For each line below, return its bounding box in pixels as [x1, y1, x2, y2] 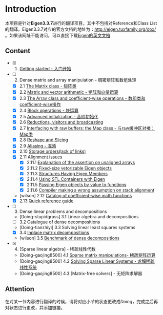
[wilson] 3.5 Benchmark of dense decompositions [19, 235, 120, 241]
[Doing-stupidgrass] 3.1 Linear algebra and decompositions [19, 213, 139, 219]
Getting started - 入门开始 [19, 65, 72, 71]
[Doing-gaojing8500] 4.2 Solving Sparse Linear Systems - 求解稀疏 [19, 258, 155, 264]
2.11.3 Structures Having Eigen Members [26, 170, 108, 176]
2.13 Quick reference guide [19, 198, 74, 204]
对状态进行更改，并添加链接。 [5, 304, 65, 311]
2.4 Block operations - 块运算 [19, 107, 79, 113]
